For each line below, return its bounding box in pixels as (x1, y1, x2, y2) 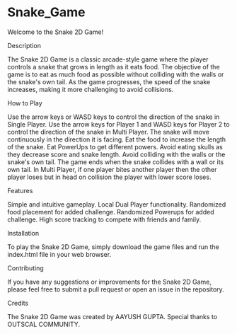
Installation (7, 229, 40, 237)
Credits (7, 299, 29, 307)
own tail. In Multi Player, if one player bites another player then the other (7, 165, 217, 173)
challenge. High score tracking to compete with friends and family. (7, 215, 202, 224)
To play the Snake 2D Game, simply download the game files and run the (7, 242, 219, 251)
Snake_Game (7, 4, 86, 21)
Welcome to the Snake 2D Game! (7, 28, 104, 36)
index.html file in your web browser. (7, 250, 112, 258)
